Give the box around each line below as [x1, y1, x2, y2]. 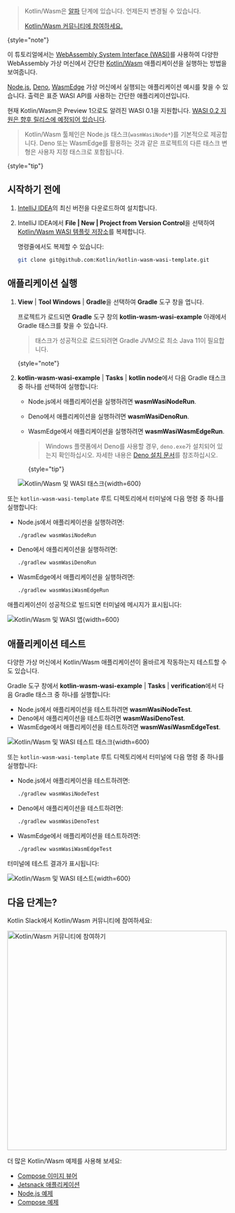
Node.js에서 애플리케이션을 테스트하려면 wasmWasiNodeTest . [17, 705, 193, 713]
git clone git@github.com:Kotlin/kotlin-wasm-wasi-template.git [17, 256, 210, 263]
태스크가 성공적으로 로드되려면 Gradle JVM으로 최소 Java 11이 [34, 336, 206, 345]
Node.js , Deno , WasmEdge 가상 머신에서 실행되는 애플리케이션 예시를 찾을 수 [7, 83, 221, 91]
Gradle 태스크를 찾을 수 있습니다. [17, 321, 108, 329]
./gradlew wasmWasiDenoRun [17, 559, 97, 566]
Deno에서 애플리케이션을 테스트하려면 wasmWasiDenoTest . [17, 714, 186, 722]
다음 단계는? [7, 896, 58, 908]
